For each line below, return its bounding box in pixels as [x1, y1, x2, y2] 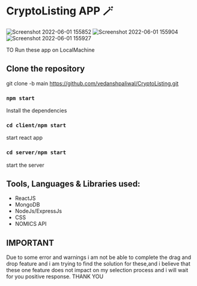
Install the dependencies [6, 107, 67, 114]
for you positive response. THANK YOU [6, 273, 104, 280]
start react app [6, 134, 43, 141]
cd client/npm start [6, 122, 67, 129]
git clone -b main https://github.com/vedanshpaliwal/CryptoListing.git [6, 79, 179, 87]
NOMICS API [14, 220, 47, 228]
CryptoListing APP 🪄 [6, 4, 114, 18]
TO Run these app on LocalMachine [6, 46, 95, 54]
